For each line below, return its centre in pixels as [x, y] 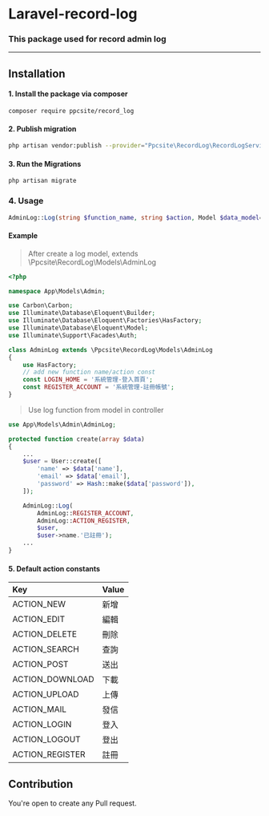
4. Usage [26, 201]
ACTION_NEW [39, 604]
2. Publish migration [42, 128]
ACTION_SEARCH [46, 649]
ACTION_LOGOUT [47, 740]
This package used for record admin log [87, 39]
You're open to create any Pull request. [73, 803]
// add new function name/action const [89, 372]
